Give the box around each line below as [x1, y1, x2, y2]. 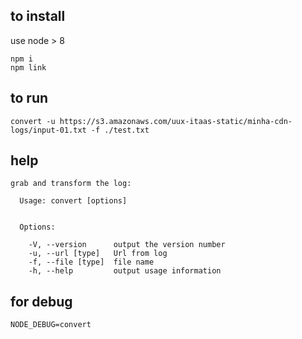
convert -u [10, 116, 56, 126]
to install [10, 8, 66, 25]
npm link [10, 62, 47, 73]
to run [10, 90, 49, 107]
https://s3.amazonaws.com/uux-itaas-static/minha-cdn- [59, 116, 293, 126]
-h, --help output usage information [28, 266, 222, 276]
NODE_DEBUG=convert [10, 320, 92, 330]
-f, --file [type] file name [28, 257, 155, 268]
